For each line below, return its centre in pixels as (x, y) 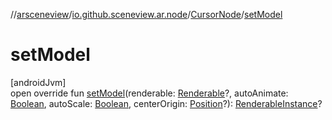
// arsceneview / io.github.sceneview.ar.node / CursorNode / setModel (146, 14)
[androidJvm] (38, 82)
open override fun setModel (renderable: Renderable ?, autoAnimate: (149, 93)
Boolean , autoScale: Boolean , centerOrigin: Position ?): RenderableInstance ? (166, 103)
